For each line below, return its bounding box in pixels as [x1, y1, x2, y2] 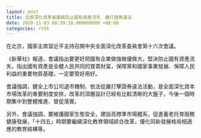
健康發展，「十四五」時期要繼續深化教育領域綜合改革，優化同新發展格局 [6, 118, 182, 125]
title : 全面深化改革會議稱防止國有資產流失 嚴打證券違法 [6, 14, 132, 20]
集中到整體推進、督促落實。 [11, 98, 80, 105]
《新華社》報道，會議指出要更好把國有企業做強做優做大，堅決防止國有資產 [6, 55, 190, 63]
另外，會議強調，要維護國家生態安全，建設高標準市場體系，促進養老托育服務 [6, 111, 195, 118]
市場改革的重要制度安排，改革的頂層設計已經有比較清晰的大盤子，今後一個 [6, 90, 190, 97]
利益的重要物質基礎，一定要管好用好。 [6, 70, 100, 78]
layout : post [6, 8, 39, 15]
